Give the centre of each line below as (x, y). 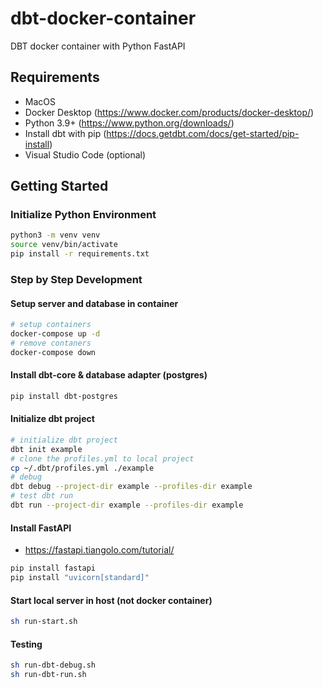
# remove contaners (51, 343)
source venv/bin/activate (64, 245)
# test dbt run (42, 496)
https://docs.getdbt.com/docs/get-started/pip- (203, 133)
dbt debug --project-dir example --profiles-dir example (131, 487)
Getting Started (59, 186)
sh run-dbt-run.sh (48, 675)
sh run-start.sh (44, 622)
